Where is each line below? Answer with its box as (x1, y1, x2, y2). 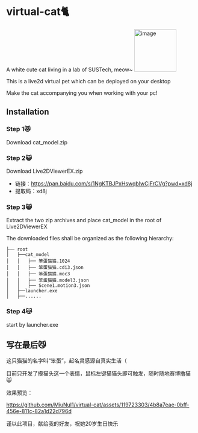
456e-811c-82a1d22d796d (6, 408, 72, 415)
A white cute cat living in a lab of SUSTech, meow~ (6, 66, 134, 73)
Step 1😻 (6, 125, 31, 133)
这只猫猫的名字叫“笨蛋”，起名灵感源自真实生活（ (6, 357, 128, 364)
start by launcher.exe (6, 321, 59, 328)
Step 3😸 (6, 203, 32, 211)
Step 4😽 (6, 307, 32, 316)
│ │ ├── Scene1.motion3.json (6, 283, 90, 289)
